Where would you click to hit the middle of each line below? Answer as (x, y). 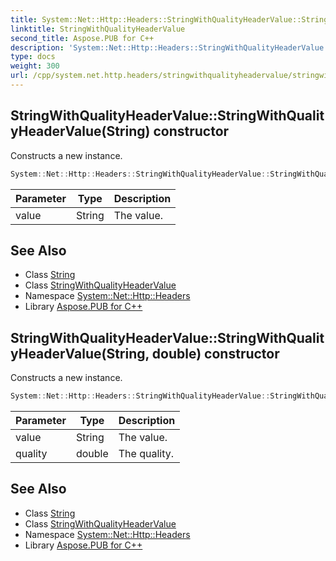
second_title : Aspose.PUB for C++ (82, 38)
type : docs (33, 57)
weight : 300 (35, 66)
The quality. (146, 454)
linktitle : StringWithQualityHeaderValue (98, 29)
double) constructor (215, 353)
